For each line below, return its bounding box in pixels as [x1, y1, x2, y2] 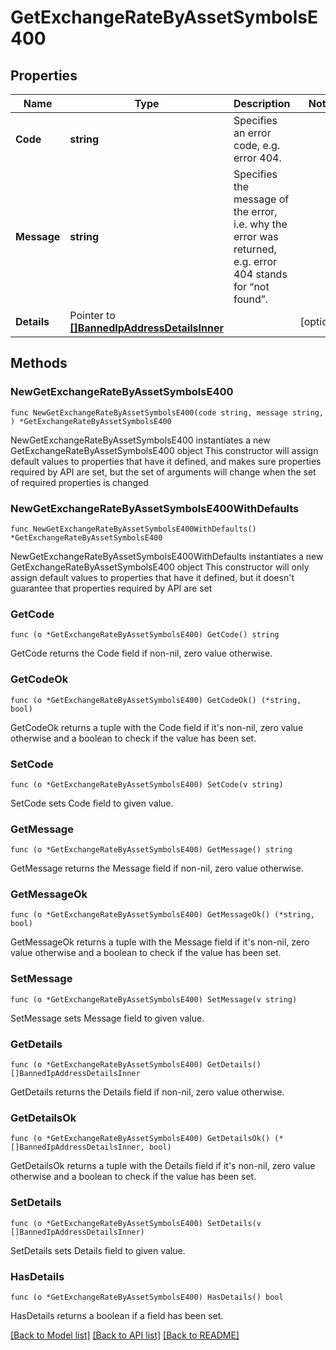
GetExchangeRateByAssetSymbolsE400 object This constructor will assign [10, 444, 319, 456]
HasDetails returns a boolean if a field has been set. [10, 1309, 224, 1321]
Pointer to [69, 309, 116, 322]
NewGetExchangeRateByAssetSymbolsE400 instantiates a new [10, 434, 271, 446]
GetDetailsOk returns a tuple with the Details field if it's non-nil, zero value [10, 1160, 316, 1172]
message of [233, 192, 290, 206]
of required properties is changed [10, 476, 149, 488]
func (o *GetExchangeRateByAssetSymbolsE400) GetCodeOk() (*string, [10, 695, 302, 705]
